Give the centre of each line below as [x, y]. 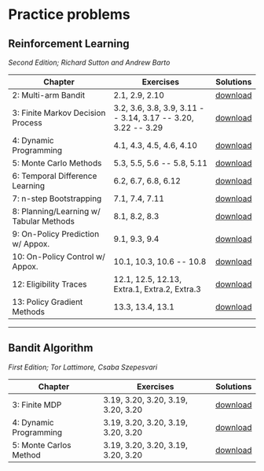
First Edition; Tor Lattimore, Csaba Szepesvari [83, 367]
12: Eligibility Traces [49, 284]
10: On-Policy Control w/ [59, 256]
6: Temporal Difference [55, 176]
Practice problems [70, 15]
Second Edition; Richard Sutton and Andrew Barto [89, 62]
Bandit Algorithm [51, 348]
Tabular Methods [43, 221]
